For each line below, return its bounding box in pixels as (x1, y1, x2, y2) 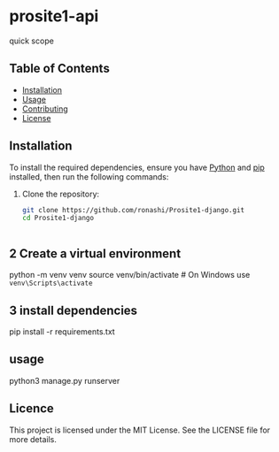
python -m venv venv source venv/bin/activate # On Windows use (9, 270, 251, 280)
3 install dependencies (9, 303, 138, 318)
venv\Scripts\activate (9, 279, 93, 288)
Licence (9, 401, 55, 417)
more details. (9, 433, 58, 444)
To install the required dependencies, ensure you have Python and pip (9, 162, 266, 172)
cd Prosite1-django (21, 214, 95, 223)
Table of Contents (9, 61, 111, 76)
